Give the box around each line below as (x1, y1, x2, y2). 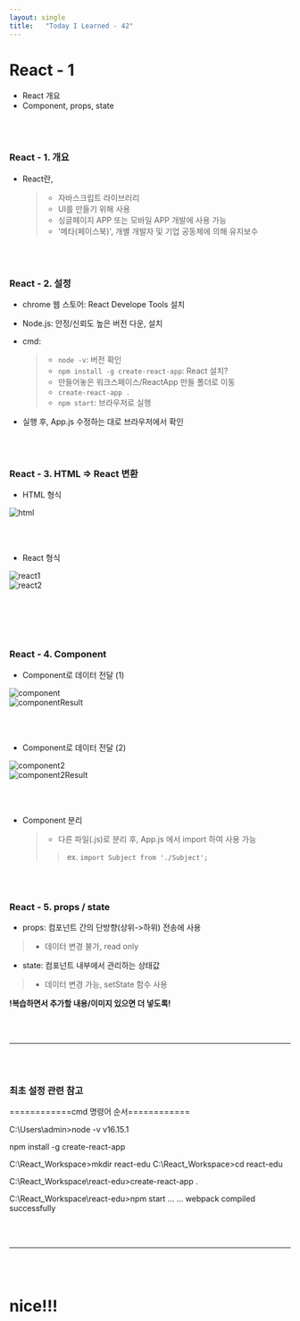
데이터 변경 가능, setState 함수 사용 (44, 979, 168, 990)
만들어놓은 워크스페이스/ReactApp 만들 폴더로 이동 (57, 377, 236, 388)
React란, (21, 173, 54, 184)
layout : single (9, 13, 66, 22)
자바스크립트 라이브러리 (57, 192, 140, 203)
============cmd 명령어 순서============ (9, 1107, 190, 1117)
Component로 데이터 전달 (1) (21, 669, 125, 680)
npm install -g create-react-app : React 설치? (57, 365, 229, 376)
